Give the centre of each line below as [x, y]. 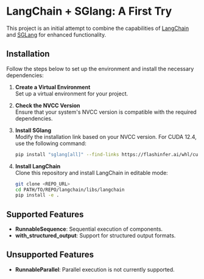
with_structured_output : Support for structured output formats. [95, 236]
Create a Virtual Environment [53, 87]
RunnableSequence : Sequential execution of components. [89, 229]
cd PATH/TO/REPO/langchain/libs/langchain [70, 190]
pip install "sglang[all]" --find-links [67, 154]
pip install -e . [37, 195]
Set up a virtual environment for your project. [72, 94]
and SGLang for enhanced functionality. [56, 34]
